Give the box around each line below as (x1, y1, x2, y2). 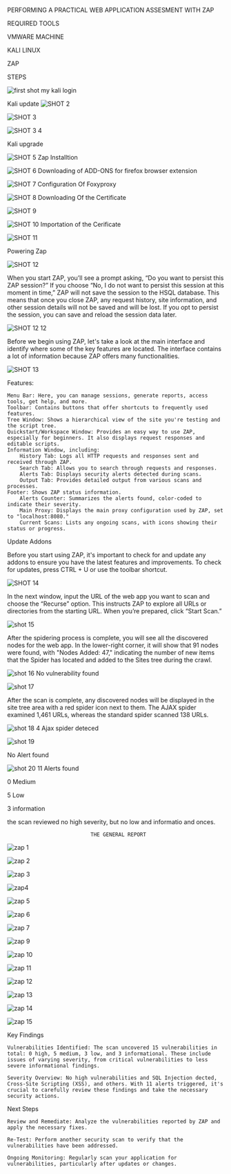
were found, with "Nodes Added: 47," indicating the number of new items (7, 649, 215, 656)
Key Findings (7, 1031, 44, 1039)
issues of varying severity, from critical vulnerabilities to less (7, 1056, 208, 1063)
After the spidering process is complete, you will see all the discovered (7, 634, 208, 642)
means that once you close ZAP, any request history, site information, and (7, 296, 217, 304)
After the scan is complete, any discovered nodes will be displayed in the (7, 696, 215, 704)
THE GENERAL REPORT (90, 831, 147, 838)
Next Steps (7, 1105, 39, 1112)
